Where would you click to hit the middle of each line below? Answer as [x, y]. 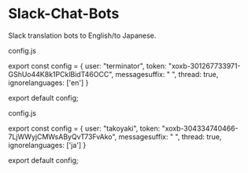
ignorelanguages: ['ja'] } [47, 145]
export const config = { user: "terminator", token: [87, 66]
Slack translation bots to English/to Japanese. [82, 35]
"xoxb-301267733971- [204, 66]
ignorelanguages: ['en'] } [48, 83]
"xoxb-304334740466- [200, 128]
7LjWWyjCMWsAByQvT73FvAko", [63, 136]
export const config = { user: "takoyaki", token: [84, 128]
